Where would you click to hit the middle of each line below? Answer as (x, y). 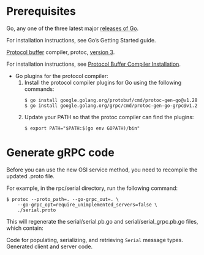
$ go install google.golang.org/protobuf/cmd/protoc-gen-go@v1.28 (111, 100)
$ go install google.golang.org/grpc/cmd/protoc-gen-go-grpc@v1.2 (111, 106)
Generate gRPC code (60, 153)
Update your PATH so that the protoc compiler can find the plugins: (109, 117)
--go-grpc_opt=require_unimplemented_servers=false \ (87, 205)
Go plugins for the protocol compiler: (62, 76)
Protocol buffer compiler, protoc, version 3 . (61, 52)
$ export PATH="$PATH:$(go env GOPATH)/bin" (82, 128)
